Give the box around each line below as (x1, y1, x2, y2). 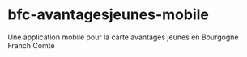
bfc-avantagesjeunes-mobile (7, 6, 210, 24)
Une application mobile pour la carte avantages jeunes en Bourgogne (7, 32, 239, 42)
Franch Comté (7, 40, 55, 50)
